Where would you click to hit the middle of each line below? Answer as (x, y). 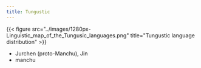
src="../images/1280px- (61, 29)
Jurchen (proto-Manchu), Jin (51, 53)
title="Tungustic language (163, 35)
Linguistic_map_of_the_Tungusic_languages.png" (68, 35)
